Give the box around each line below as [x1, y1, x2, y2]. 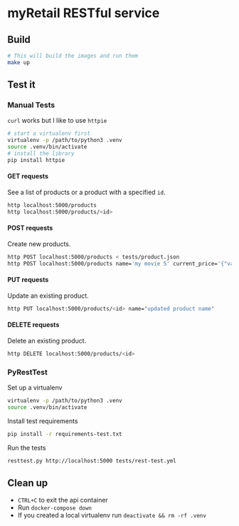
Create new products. [7, 239, 71, 248]
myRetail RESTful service [7, 5, 160, 21]
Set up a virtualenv [7, 383, 63, 392]
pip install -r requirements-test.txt [7, 430, 122, 438]
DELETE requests [7, 320, 60, 329]
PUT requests [7, 275, 49, 284]
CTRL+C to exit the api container [17, 496, 108, 505]
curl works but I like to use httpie [7, 116, 107, 125]
